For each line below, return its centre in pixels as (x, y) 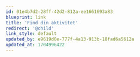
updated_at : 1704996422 (35, 45)
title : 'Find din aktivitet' (42, 23)
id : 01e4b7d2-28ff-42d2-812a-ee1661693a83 (59, 12)
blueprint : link (26, 17)
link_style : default (31, 34)
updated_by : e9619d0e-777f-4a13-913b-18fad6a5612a (70, 39)
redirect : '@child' (30, 28)
